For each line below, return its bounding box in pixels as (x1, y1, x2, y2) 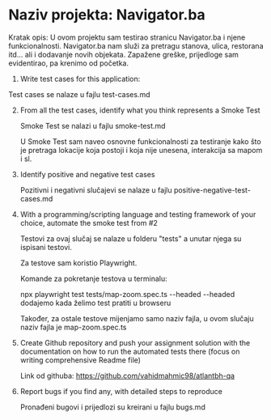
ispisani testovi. (19, 242, 73, 252)
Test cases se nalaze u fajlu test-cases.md (8, 89, 150, 99)
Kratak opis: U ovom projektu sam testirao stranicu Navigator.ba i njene (8, 32, 246, 42)
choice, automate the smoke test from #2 (19, 218, 158, 227)
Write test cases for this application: (19, 74, 141, 83)
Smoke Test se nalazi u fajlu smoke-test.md (19, 121, 166, 130)
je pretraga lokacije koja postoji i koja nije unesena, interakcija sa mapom (19, 145, 263, 155)
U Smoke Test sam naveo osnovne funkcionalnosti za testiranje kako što (19, 136, 261, 146)
